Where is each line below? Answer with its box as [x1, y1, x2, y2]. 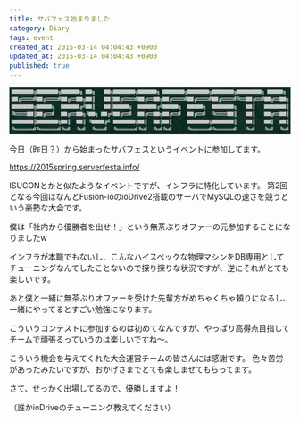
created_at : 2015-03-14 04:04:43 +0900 [9, 43, 158, 52]
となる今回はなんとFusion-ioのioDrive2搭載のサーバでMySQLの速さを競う [9, 191, 281, 202]
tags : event [9, 33, 54, 42]
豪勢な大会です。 [24, 202, 87, 213]
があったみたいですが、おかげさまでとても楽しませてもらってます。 [9, 364, 257, 375]
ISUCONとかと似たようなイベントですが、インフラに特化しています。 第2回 [9, 179, 288, 191]
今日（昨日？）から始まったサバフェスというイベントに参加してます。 [9, 144, 266, 154]
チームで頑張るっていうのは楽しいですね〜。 [9, 334, 173, 344]
